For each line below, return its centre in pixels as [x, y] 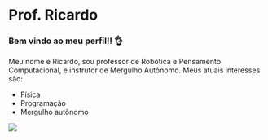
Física [30, 94]
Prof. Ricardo [53, 15]
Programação [43, 103]
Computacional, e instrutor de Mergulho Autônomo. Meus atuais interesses [134, 70]
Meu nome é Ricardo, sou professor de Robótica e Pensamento [115, 62]
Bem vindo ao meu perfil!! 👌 [66, 41]
